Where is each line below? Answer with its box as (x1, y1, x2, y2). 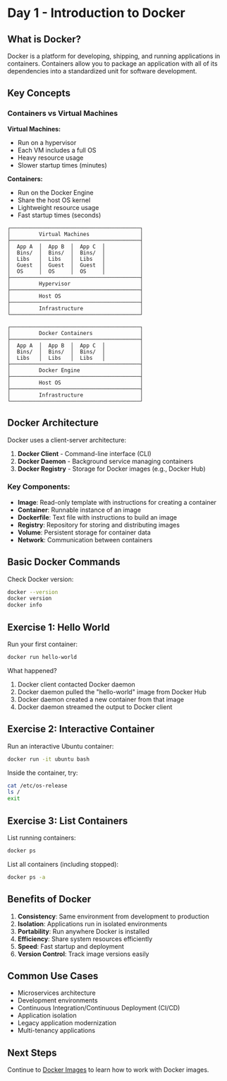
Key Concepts (7, 87, 70, 100)
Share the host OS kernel (17, 196, 91, 204)
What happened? (7, 666, 58, 674)
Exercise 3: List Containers (7, 814, 128, 826)
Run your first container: (7, 640, 78, 648)
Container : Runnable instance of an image (17, 506, 141, 514)
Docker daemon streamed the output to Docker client (17, 702, 173, 711)
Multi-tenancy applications (17, 1027, 96, 1035)
